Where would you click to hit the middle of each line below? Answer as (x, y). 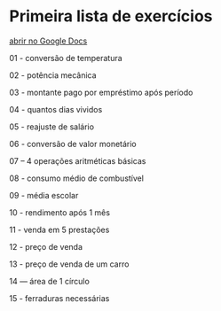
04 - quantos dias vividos (56, 109)
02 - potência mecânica (53, 75)
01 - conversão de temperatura (66, 58)
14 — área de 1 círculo (50, 281)
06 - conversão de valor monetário (73, 144)
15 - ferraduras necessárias (59, 298)
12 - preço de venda (46, 246)
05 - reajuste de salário (52, 127)
